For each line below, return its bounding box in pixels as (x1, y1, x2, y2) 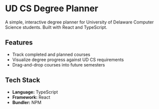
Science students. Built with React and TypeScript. (5, 24, 107, 30)
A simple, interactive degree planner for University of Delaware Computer (5, 19, 154, 25)
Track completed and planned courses (12, 51, 91, 57)
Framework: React (12, 94, 51, 100)
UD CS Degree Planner (5, 3, 99, 14)
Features (5, 39, 33, 47)
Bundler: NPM (12, 99, 42, 105)
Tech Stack (5, 76, 40, 85)
